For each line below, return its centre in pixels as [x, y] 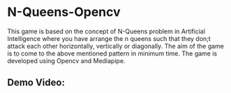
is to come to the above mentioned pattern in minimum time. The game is [112, 53]
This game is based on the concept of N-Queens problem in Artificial [106, 31]
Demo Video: [36, 83]
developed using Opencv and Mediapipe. [66, 60]
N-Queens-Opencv [64, 12]
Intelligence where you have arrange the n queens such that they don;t [109, 38]
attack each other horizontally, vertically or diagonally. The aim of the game [116, 46]
